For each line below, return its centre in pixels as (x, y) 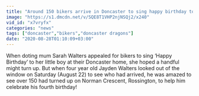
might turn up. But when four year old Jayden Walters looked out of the (93, 68)
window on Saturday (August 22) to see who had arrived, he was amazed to (99, 75)
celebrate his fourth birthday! (42, 87)
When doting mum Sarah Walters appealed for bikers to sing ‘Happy (89, 56)
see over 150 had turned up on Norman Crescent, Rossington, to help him (96, 81)
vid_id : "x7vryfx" (29, 22)
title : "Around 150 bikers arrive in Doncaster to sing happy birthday (96, 11)
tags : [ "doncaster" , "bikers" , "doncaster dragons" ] (70, 34)
